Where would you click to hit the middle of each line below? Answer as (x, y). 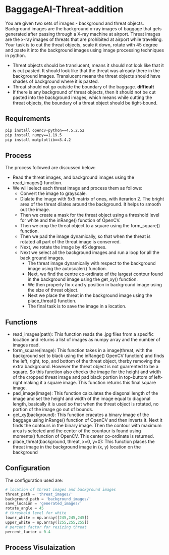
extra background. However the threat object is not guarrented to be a (86, 366)
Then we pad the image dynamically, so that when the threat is (85, 236)
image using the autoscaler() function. (67, 269)
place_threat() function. (52, 301)
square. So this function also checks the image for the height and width (87, 372)
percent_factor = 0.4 (28, 532)
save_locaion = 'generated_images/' (44, 503)
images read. (26, 345)
